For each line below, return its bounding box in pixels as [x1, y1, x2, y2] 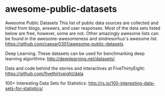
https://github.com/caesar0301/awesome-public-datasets [5, 41, 124, 47]
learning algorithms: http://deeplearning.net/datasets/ [5, 55, 115, 61]
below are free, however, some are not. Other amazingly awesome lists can [5, 30, 159, 36]
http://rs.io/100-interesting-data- [88, 80, 155, 86]
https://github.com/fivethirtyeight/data [5, 70, 84, 76]
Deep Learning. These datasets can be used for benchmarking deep [5, 50, 145, 56]
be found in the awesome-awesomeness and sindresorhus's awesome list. [5, 36, 158, 42]
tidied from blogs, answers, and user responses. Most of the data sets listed [5, 25, 161, 31]
